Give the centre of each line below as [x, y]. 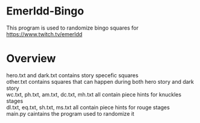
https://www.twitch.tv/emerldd [44, 34]
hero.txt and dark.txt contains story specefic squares [73, 75]
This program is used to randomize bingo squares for [73, 28]
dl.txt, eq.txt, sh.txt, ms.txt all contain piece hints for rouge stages [88, 107]
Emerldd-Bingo [45, 11]
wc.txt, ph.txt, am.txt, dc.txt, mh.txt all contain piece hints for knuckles [94, 94]
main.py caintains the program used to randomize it [70, 113]
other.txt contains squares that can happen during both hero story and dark [100, 81]
